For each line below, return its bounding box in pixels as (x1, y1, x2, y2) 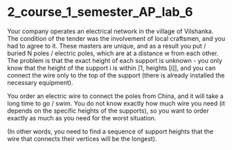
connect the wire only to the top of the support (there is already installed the (7, 71, 225, 79)
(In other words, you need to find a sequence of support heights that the (7, 127, 213, 135)
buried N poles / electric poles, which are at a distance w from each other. (7, 49, 219, 57)
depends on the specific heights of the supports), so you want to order (7, 106, 210, 115)
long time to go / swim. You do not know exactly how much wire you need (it (7, 99, 225, 107)
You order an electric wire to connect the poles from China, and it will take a (7, 91, 224, 100)
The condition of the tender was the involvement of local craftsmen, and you (7, 34, 226, 42)
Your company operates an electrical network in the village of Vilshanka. (7, 27, 214, 35)
